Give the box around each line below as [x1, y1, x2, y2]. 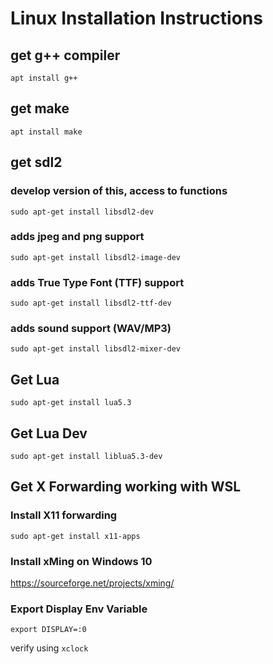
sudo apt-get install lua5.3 [10, 398, 132, 408]
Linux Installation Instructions [10, 7, 263, 30]
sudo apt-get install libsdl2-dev [10, 207, 155, 217]
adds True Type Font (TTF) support [10, 275, 185, 289]
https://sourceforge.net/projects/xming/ [10, 577, 175, 589]
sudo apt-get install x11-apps [10, 531, 141, 541]
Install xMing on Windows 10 [10, 554, 153, 568]
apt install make [10, 127, 83, 137]
